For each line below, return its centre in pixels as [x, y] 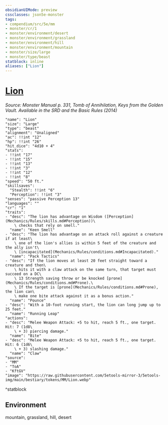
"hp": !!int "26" [23, 142]
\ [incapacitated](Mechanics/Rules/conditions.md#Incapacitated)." [86, 252]
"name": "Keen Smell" [32, 230]
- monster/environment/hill [35, 43]
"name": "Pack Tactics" [34, 257]
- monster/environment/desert [37, 33]
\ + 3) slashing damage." [41, 349]
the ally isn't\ [22, 248]
